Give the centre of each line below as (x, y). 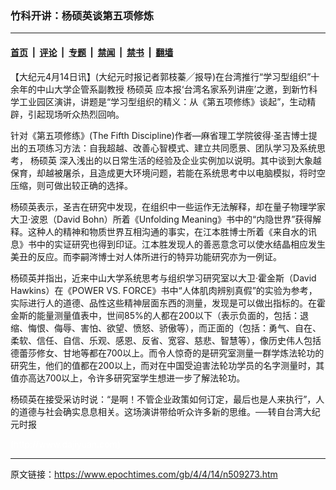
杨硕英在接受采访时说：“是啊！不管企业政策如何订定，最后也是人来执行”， (163, 399)
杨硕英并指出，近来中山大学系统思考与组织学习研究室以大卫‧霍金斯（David (163, 278)
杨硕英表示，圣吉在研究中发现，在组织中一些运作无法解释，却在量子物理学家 (168, 206)
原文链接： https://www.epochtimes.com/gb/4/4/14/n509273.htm (144, 474)
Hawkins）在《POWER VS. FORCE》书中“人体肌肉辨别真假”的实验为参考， (164, 290)
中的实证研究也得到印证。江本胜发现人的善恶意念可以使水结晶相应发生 (181, 244)
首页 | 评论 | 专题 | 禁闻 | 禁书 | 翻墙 (92, 52)
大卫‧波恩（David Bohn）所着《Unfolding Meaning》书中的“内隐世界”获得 (161, 219)
